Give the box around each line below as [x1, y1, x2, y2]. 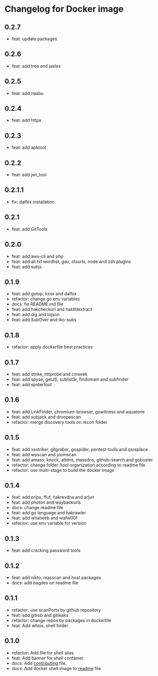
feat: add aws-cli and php [11, 253, 64, 259]
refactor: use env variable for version [11, 520, 87, 526]
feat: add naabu [11, 90, 44, 96]
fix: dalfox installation [11, 199, 55, 205]
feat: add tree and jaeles [11, 63, 61, 69]
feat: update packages [11, 36, 57, 42]
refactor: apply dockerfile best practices [11, 344, 93, 350]
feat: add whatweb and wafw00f [11, 515, 78, 521]
